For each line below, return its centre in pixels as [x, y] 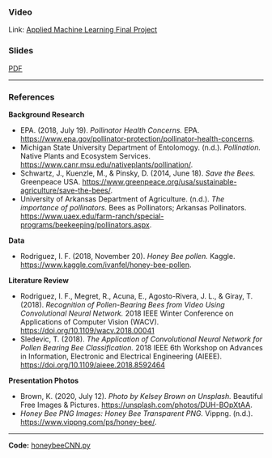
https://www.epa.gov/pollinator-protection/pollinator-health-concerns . [137, 138]
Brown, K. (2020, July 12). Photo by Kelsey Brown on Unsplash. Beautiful [141, 396]
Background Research [47, 114]
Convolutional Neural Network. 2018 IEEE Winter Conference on [127, 313]
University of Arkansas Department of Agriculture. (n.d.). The [122, 199]
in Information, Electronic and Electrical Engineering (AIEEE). [121, 356]
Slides [21, 51]
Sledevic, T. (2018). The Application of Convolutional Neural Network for [141, 339]
